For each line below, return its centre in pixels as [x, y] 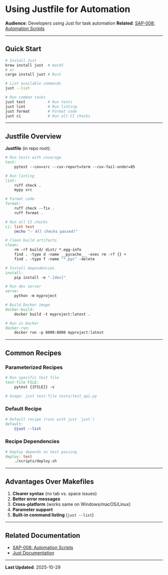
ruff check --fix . [34, 208]
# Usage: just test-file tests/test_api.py [51, 396]
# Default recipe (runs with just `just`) [50, 419]
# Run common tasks [25, 97]
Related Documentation [43, 535]
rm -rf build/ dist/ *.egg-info [48, 250]
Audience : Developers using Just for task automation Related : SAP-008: [80, 23]
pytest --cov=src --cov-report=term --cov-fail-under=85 [75, 167]
